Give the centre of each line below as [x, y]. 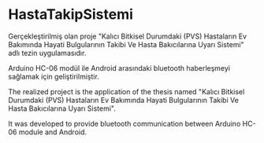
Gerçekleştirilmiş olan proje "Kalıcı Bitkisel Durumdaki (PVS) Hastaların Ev [127, 36]
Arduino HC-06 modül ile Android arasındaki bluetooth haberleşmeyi [119, 68]
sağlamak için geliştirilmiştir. [54, 76]
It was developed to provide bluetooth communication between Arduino [125, 123]
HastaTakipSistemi [71, 15]
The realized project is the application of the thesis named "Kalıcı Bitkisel [126, 91]
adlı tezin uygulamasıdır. [47, 53]
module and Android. [53, 132]
